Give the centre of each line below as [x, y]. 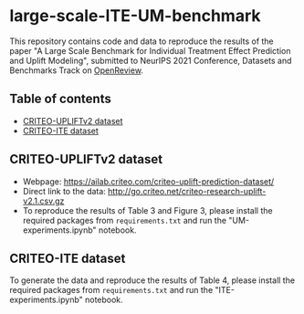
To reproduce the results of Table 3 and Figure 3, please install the [147, 210]
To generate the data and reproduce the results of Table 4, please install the [152, 280]
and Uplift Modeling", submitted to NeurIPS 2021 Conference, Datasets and [151, 60]
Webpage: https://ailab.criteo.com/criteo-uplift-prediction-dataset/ [148, 181]
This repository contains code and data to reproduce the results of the [142, 41]
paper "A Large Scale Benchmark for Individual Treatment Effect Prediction [150, 50]
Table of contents [60, 99]
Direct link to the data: [64, 191]
